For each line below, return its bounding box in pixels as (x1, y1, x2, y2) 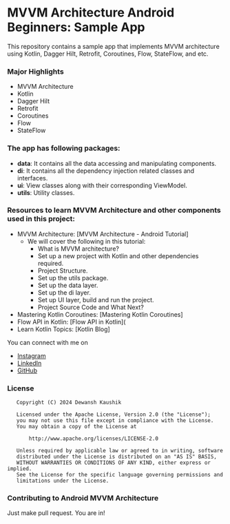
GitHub (17, 366, 38, 375)
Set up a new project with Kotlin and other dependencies (37, 251, 199, 260)
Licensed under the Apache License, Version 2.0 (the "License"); (16, 411, 211, 418)
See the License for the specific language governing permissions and (16, 472, 224, 479)
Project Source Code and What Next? (37, 303, 145, 311)
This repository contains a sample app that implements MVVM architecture (7, 42, 220, 50)
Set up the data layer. (37, 281, 98, 289)
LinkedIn (17, 359, 42, 367)
